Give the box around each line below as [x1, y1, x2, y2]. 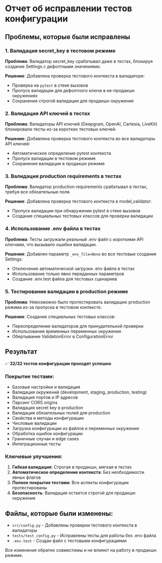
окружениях [12, 93, 38, 98]
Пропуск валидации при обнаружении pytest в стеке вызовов [12, 208, 141, 214]
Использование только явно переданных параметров [12, 271, 125, 277]
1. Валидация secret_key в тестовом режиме [5, 47, 116, 54]
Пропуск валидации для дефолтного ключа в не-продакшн [12, 87, 135, 93]
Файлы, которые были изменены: [5, 509, 113, 518]
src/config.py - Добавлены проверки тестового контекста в [12, 522, 137, 528]
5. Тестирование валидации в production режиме [5, 288, 129, 295]
